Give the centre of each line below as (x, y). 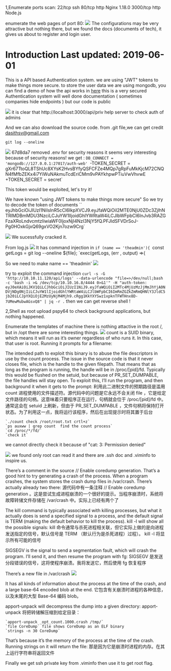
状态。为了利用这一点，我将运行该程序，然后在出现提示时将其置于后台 (79, 412)
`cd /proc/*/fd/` (24, 431)
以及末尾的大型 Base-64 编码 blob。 (43, 596)
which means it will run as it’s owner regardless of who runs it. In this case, (84, 338)
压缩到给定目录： (62, 612)
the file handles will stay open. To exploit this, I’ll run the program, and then (84, 380)
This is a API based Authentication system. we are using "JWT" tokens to (82, 80)
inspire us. (16, 460)
